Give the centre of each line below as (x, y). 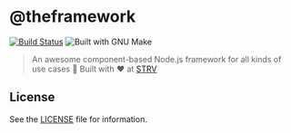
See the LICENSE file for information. (78, 119)
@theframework (73, 17)
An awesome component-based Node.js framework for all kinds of (156, 59)
